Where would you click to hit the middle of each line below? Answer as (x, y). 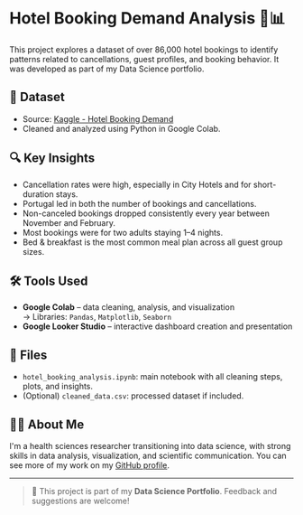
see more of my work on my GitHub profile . (89, 465)
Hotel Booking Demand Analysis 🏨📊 (147, 19)
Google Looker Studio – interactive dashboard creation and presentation (157, 326)
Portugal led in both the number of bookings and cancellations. (139, 203)
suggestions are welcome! (80, 501)
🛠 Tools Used (49, 281)
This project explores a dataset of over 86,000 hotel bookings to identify (144, 49)
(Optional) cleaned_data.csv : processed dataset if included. (133, 396)
